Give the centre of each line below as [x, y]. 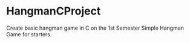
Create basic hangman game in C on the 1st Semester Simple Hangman [95, 28]
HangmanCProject [54, 11]
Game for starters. [29, 34]
